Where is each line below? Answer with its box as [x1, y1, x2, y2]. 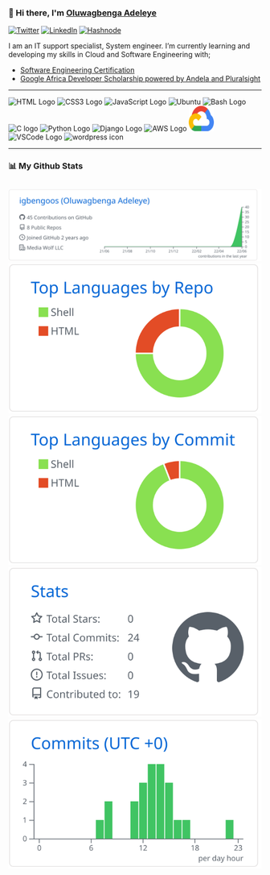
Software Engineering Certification [19, 65, 135, 75]
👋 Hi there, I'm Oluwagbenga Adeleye [8, 7, 157, 19]
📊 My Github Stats [8, 160, 84, 172]
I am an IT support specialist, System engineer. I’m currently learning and [8, 41, 251, 51]
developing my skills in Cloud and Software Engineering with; [8, 50, 211, 60]
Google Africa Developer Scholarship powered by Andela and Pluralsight [19, 74, 261, 84]
